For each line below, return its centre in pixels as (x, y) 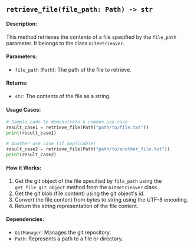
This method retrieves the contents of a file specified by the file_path (91, 37)
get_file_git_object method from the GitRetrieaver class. (86, 187)
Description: (22, 24)
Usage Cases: (24, 109)
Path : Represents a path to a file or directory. (69, 239)
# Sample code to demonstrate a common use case (67, 122)
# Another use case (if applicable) (51, 143)
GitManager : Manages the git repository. (63, 232)
